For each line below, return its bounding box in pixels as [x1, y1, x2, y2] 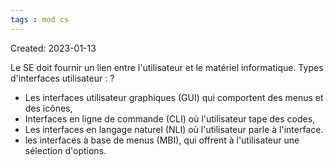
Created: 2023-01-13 [10, 42, 97, 54]
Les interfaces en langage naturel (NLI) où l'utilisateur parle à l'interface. [24, 123, 324, 135]
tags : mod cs [10, 14, 70, 25]
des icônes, [24, 102, 73, 114]
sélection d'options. [24, 144, 107, 156]
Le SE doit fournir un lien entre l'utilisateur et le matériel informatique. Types [10, 61, 324, 73]
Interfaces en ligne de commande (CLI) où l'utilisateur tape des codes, [24, 112, 316, 125]
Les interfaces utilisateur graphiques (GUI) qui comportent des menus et [24, 91, 324, 103]
